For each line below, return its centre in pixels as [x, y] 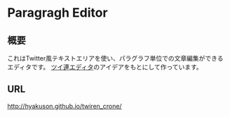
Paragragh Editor [57, 13]
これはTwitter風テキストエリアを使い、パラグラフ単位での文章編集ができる [115, 58]
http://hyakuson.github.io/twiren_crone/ [65, 106]
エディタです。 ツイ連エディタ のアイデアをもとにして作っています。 [105, 67]
